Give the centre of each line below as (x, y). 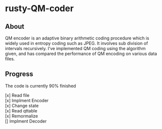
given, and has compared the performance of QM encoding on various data (81, 54)
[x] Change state (22, 106)
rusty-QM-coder (40, 9)
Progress (19, 74)
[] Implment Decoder (26, 121)
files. (10, 59)
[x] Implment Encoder (27, 100)
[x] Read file (17, 95)
